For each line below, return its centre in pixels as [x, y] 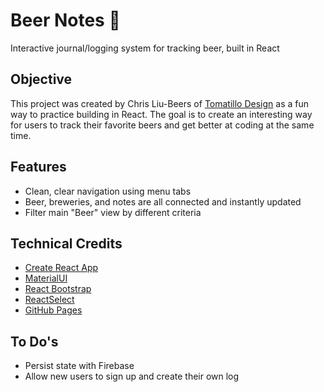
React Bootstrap [58, 289]
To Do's [34, 341]
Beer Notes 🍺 [65, 20]
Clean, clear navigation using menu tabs [108, 191]
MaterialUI [46, 278]
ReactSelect [49, 300]
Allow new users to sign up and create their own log [132, 376]
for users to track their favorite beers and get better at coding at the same [162, 125]
